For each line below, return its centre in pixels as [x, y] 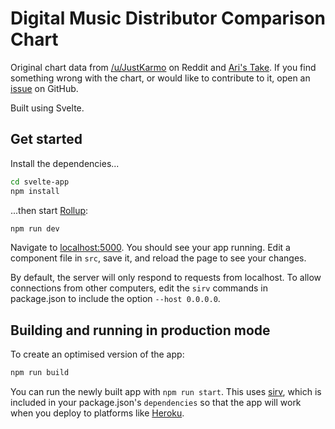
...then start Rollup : [49, 210]
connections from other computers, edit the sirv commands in [139, 288]
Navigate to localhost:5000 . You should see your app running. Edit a [150, 248]
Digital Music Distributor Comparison [168, 18]
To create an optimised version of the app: [97, 354]
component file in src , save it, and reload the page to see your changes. [158, 258]
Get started [46, 139]
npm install [35, 191]
